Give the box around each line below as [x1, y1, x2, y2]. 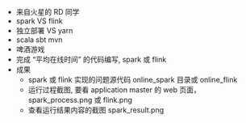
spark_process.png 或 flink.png [27, 95, 133, 104]
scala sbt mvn [15, 35, 63, 45]
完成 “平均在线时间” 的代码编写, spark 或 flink [15, 55, 167, 64]
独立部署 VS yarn [15, 26, 73, 35]
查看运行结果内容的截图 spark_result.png [27, 105, 165, 115]
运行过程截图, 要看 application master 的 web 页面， [27, 85, 202, 95]
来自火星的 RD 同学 [15, 7, 80, 16]
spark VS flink [15, 16, 63, 26]
